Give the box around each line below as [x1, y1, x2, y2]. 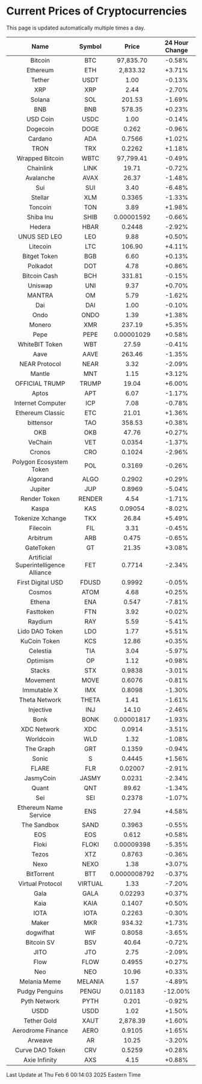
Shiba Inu [26, 213, 54, 221]
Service [29, 810, 51, 819]
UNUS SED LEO [17, 232, 63, 240]
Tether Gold [23, 1017, 57, 1025]
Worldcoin [25, 735, 55, 743]
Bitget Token [22, 252, 58, 260]
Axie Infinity [23, 1056, 57, 1064]
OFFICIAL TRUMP [14, 379, 66, 387]
